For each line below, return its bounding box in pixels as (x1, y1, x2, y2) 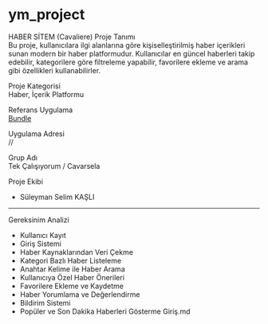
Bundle (8, 113, 32, 123)
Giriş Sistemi (19, 239, 61, 248)
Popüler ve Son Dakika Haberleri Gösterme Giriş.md (19, 306, 191, 316)
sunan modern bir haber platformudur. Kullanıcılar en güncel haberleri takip (8, 49, 255, 58)
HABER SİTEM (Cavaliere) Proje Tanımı (8, 32, 136, 41)
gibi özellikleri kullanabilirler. (8, 65, 101, 75)
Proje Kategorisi (8, 81, 61, 91)
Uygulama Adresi (8, 129, 65, 139)
